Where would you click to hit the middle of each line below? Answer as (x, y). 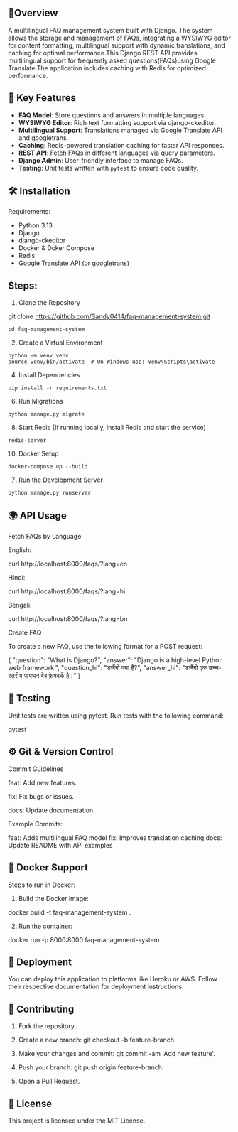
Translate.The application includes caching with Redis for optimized (107, 68)
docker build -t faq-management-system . (70, 912)
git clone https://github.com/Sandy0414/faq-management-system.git (109, 316)
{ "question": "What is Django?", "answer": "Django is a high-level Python (115, 660)
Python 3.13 (35, 225)
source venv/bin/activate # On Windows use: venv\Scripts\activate (112, 362)
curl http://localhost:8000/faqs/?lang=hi (67, 591)
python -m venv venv (39, 356)
